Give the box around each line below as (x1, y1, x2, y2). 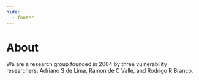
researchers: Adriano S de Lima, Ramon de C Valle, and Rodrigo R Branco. (6, 67, 193, 75)
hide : (6, 8, 20, 15)
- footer (12, 15, 34, 21)
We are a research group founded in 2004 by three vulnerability (6, 61, 167, 68)
